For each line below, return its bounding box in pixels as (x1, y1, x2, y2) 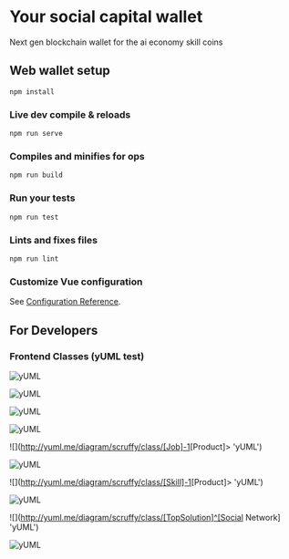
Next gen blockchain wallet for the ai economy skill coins (9, 36, 223, 47)
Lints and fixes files (9, 233, 98, 246)
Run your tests (9, 192, 76, 204)
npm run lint (9, 254, 59, 264)
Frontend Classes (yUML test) (9, 349, 145, 362)
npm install (9, 87, 55, 97)
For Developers (9, 322, 98, 338)
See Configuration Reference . (9, 296, 121, 307)
